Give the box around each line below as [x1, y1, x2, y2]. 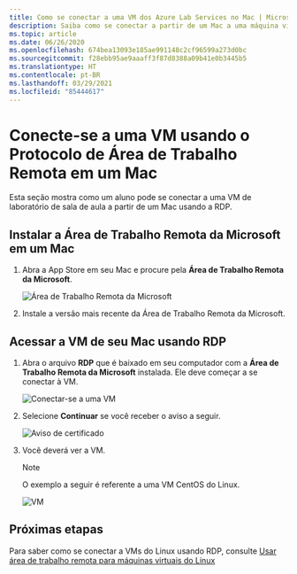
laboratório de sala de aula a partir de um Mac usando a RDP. [9, 201, 232, 213]
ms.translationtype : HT [9, 63, 97, 72]
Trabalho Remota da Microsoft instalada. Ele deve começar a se [21, 367, 258, 377]
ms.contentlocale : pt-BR [9, 71, 101, 80]
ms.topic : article [9, 29, 77, 38]
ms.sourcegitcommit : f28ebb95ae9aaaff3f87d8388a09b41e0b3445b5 [9, 54, 247, 63]
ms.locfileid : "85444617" [9, 87, 104, 96]
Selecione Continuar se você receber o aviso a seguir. [21, 411, 221, 422]
